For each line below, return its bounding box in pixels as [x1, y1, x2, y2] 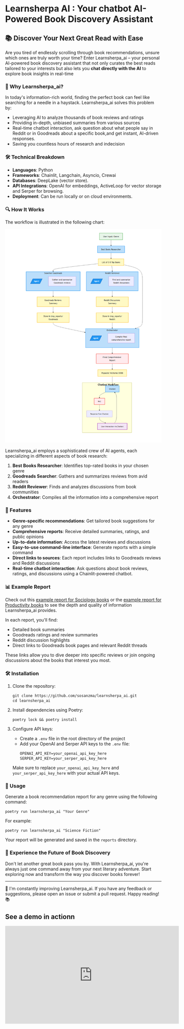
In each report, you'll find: [5, 617, 58, 623]
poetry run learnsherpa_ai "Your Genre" [5, 809, 90, 814]
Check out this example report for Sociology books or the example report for [5, 597, 162, 603]
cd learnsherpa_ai [12, 698, 51, 703]
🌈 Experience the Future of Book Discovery [5, 849, 111, 856]
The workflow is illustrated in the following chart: [5, 219, 105, 225]
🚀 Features [5, 506, 32, 513]
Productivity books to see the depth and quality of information [5, 602, 132, 608]
